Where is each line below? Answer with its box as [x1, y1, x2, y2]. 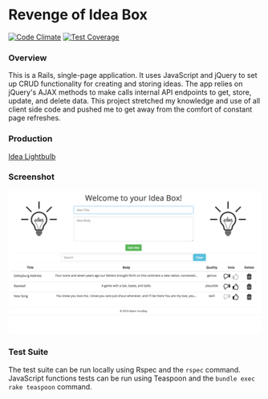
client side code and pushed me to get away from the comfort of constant [8, 104, 253, 114]
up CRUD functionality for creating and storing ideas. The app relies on [8, 79, 243, 89]
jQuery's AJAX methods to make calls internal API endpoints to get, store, [8, 88, 252, 97]
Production [8, 133, 53, 145]
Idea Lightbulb [8, 151, 56, 161]
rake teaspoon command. [8, 381, 92, 391]
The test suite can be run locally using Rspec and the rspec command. [8, 364, 241, 374]
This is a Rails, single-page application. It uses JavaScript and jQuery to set [8, 71, 258, 80]
